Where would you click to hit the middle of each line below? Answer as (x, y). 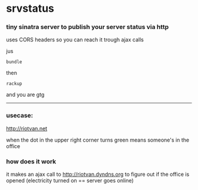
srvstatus (30, 9)
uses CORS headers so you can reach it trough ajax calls (75, 40)
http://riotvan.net (27, 128)
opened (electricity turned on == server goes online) (70, 181)
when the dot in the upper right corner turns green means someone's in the (98, 140)
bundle (14, 62)
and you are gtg (25, 95)
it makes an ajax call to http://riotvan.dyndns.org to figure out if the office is (98, 174)
